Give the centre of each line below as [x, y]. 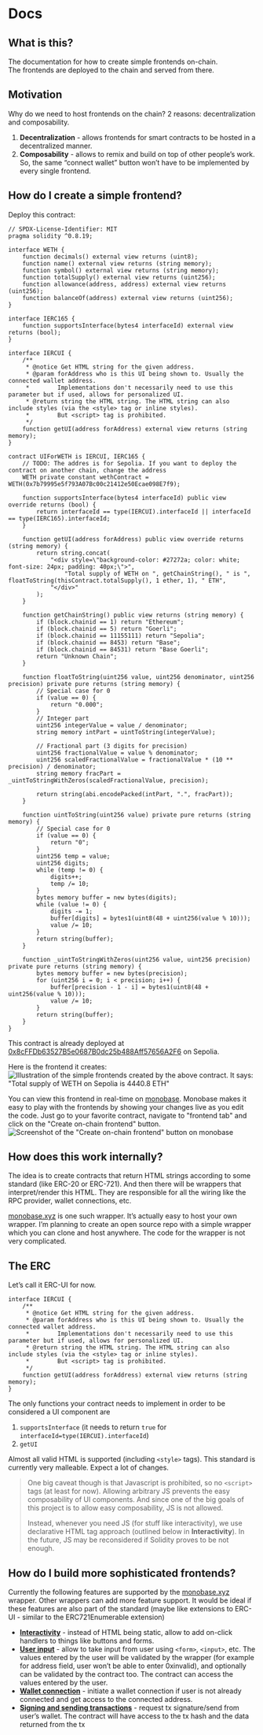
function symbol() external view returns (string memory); [121, 270]
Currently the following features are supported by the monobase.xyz [119, 1592]
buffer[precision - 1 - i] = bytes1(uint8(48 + [130, 987]
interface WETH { [37, 250]
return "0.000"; [77, 704]
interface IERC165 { [42, 319]
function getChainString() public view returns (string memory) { [133, 615]
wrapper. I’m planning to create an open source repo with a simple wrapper [130, 1225]
